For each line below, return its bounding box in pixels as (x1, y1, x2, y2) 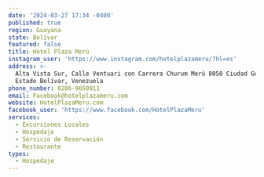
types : (8, 150, 30, 157)
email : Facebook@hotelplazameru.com (8, 92, 128, 99)
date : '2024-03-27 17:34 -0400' (8, 11, 114, 20)
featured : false (8, 41, 61, 49)
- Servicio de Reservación (15, 135, 104, 143)
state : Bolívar (8, 33, 58, 42)
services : (8, 114, 41, 121)
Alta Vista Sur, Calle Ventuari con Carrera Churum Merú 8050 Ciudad (15, 70, 247, 78)
